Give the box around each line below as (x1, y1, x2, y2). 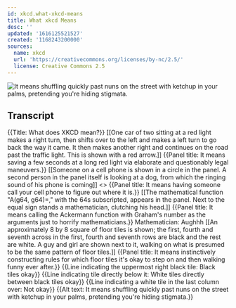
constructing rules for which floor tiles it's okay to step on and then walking (7, 255, 225, 264)
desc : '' (7, 23, 33, 30)
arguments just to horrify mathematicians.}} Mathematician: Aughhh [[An (7, 218, 218, 226)
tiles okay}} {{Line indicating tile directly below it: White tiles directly (7, 270, 205, 278)
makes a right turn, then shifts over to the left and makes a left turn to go (7, 136, 217, 144)
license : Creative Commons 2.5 (13, 63, 105, 70)
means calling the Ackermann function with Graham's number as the (7, 210, 206, 219)
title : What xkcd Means (7, 17, 77, 24)
